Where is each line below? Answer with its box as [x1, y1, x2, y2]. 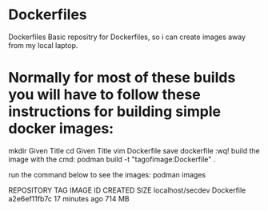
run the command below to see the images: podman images [8, 169, 206, 179]
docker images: [8, 120, 114, 137]
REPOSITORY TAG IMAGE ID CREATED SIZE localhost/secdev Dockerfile [8, 185, 246, 195]
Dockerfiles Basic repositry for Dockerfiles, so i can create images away [8, 32, 246, 42]
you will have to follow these [8, 86, 202, 104]
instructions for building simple [8, 102, 222, 121]
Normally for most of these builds [8, 69, 236, 87]
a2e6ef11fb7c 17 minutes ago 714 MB [8, 193, 130, 203]
